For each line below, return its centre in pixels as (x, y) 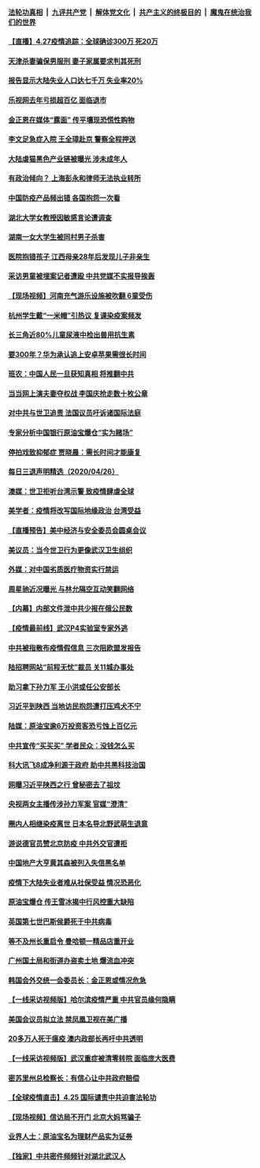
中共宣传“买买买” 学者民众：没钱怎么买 (72, 745)
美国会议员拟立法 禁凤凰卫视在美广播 (68, 1019)
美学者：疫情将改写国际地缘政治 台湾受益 (75, 511)
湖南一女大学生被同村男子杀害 (56, 237)
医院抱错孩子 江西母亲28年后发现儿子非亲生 (79, 256)
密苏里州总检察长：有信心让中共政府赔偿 (74, 1078)
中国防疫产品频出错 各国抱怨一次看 (64, 198)
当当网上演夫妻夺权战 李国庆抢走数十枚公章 (78, 393)
